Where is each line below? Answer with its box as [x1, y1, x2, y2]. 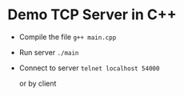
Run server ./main [18, 47, 79, 57]
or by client [18, 78, 57, 88]
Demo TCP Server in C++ [7, 6, 177, 24]
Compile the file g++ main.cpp [18, 32, 117, 42]
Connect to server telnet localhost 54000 [18, 62, 160, 73]
